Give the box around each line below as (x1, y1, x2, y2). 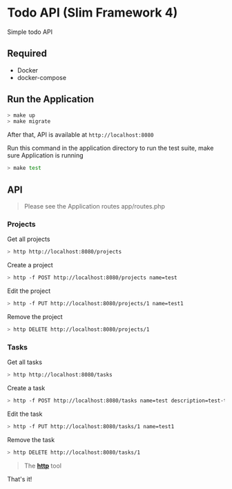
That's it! (7, 474, 32, 483)
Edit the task (7, 410, 43, 418)
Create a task (7, 383, 46, 392)
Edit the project (7, 287, 50, 295)
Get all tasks (7, 358, 43, 367)
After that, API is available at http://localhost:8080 (7, 131, 154, 139)
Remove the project (7, 312, 64, 320)
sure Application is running (7, 151, 84, 160)
